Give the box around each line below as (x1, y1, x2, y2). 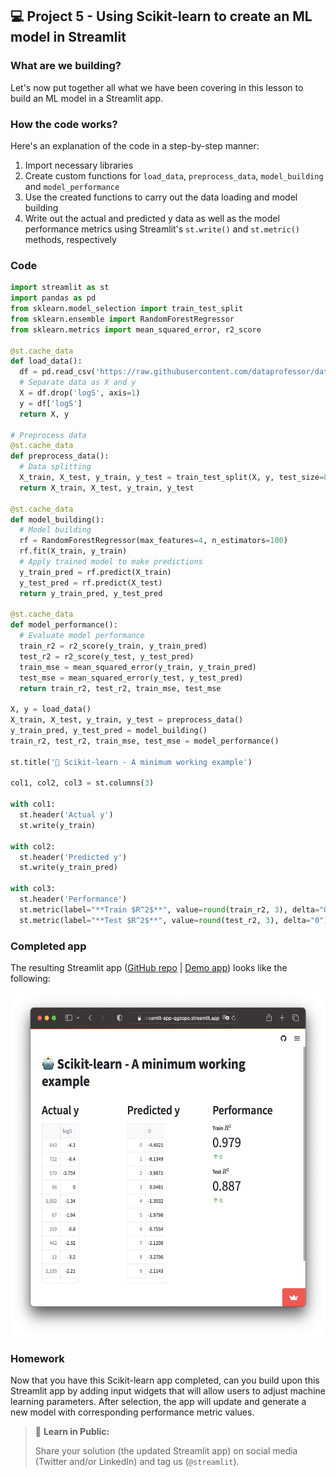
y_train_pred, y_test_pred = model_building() (10, 726, 208, 736)
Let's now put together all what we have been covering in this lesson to (10, 81, 304, 93)
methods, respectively (24, 233, 117, 245)
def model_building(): (10, 514, 105, 525)
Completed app (10, 939, 87, 953)
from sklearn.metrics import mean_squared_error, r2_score (10, 324, 262, 335)
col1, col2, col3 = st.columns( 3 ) (10, 778, 155, 788)
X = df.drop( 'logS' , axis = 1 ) (19, 388, 141, 398)
